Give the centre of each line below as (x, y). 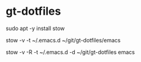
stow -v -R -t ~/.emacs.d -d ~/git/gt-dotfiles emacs (70, 52)
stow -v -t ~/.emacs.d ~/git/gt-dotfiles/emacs (63, 40)
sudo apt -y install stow (35, 28)
